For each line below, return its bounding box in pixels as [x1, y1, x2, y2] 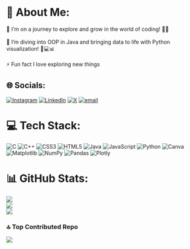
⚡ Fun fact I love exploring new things [6, 60, 100, 68]
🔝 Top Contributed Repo [6, 222, 79, 231]
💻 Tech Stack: [6, 118, 81, 132]
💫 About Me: [6, 5, 70, 19]
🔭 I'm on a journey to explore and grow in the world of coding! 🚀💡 [6, 25, 169, 33]
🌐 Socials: [6, 80, 46, 91]
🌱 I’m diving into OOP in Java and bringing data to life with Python [6, 38, 171, 45]
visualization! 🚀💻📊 [6, 45, 55, 52]
